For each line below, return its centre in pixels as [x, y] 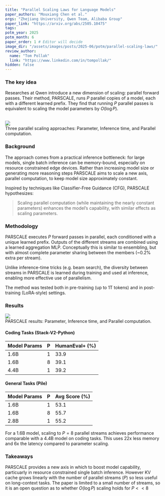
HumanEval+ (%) [76, 346]
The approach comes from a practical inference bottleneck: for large [75, 157]
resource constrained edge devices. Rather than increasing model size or [80, 168]
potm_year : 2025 [22, 33]
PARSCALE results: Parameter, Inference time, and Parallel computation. [78, 321]
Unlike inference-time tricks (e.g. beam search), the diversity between [77, 268]
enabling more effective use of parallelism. [49, 278]
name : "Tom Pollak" [30, 56]
